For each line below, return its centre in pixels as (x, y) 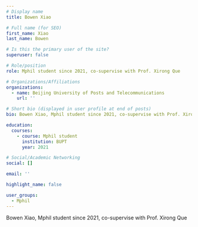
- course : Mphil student (47, 136)
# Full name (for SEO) (34, 28)
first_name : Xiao (27, 33)
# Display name (25, 12)
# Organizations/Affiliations (43, 82)
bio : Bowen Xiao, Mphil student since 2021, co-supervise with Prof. (93, 115)
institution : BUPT (44, 142)
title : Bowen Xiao (29, 17)
